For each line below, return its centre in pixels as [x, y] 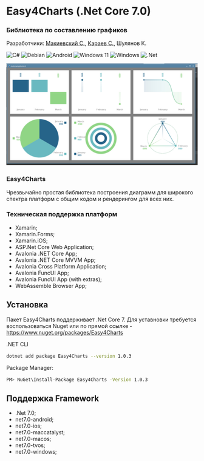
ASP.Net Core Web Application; [54, 247]
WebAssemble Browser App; [51, 285]
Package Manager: [30, 367]
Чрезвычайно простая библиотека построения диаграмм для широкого [100, 192]
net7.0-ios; [29, 426]
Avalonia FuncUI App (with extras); [58, 279]
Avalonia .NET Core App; [46, 253]
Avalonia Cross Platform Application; [61, 266]
